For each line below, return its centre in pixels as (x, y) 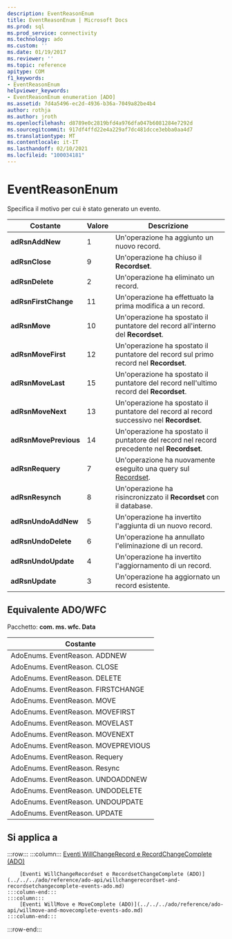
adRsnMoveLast (38, 383)
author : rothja (29, 110)
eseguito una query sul (152, 468)
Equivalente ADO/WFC (57, 610)
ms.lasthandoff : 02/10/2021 (48, 149)
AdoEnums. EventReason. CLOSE (65, 667)
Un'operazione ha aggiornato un (168, 577)
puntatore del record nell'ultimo (166, 383)
